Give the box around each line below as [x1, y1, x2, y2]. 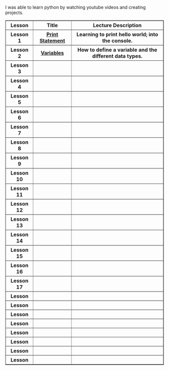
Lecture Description [93, 22, 142, 29]
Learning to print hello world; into [76, 31, 158, 38]
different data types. [92, 53, 142, 59]
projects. [5, 10, 24, 16]
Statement [39, 37, 65, 44]
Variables [40, 50, 64, 56]
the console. [102, 37, 133, 44]
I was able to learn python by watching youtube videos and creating [5, 5, 146, 10]
